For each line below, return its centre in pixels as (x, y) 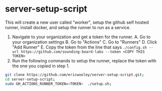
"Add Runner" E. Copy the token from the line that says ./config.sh (79, 47)
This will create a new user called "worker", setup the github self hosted (77, 22)
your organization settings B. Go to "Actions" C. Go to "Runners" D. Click (85, 42)
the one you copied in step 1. (41, 66)
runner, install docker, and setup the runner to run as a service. (68, 27)
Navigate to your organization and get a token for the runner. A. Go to (81, 37)
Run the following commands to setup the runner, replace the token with (84, 61)
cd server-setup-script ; (30, 79)
